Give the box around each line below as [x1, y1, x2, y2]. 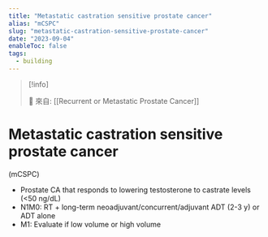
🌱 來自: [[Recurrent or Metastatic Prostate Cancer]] [28, 96, 200, 106]
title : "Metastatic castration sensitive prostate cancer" [8, 11, 213, 20]
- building [15, 58, 53, 66]
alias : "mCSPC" [8, 19, 60, 28]
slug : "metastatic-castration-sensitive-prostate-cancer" [8, 27, 209, 35]
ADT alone [19, 210, 56, 220]
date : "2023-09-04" [8, 34, 75, 43]
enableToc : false [8, 42, 67, 50]
